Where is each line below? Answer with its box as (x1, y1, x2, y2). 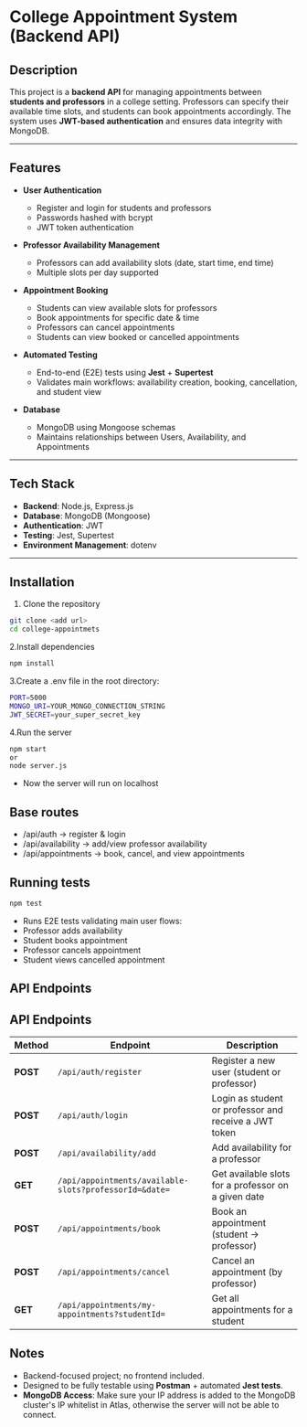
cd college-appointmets (9, 624, 101, 634)
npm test (9, 899, 43, 908)
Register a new (211, 1054, 276, 1067)
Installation (9, 574, 75, 591)
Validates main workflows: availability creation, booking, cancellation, (36, 377, 298, 388)
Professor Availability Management (22, 240, 160, 250)
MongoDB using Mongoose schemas (36, 421, 176, 432)
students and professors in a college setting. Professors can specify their (9, 96, 290, 107)
